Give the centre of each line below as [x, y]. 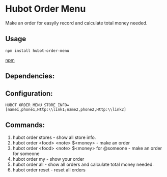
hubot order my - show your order [48, 159]
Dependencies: [30, 76]
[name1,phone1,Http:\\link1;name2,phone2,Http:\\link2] [66, 109]
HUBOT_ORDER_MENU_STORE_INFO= [37, 105]
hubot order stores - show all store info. [54, 137]
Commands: [25, 125]
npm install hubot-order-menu [37, 51]
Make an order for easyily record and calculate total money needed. [76, 23]
